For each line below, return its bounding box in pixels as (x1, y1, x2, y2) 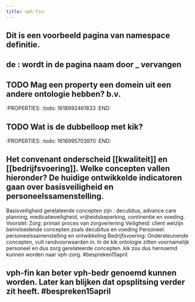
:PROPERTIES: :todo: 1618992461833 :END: (6, 104, 111, 112)
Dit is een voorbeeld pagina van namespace (6, 31, 170, 41)
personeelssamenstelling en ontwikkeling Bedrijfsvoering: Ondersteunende (6, 232, 189, 239)
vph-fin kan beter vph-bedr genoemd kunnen (6, 268, 177, 278)
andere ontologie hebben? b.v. (6, 89, 121, 99)
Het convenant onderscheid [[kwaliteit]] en (6, 155, 168, 165)
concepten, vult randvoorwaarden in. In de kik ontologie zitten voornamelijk (6, 238, 190, 245)
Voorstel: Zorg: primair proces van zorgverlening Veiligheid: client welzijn (6, 219, 184, 226)
